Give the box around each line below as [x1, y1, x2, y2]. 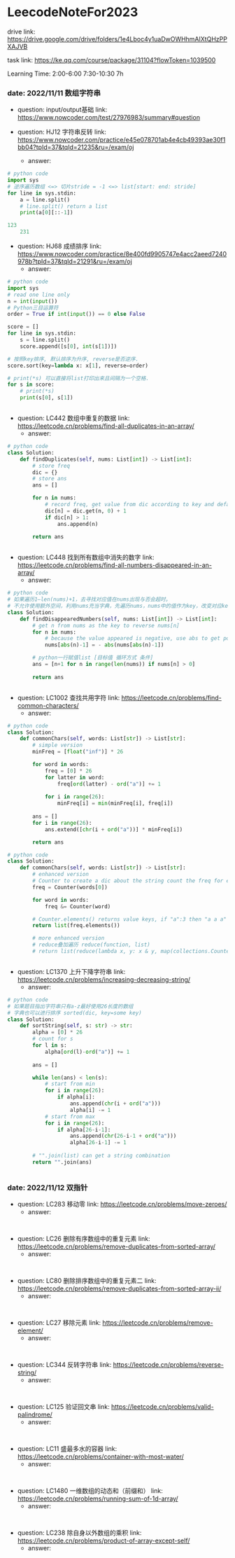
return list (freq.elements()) [32, 922, 120, 929]
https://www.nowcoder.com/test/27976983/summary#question [17, 113, 201, 122]
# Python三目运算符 [7, 304, 59, 312]
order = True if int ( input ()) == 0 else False [7, 311, 145, 318]
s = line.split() [20, 337, 71, 344]
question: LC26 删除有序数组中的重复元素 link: [17, 1234, 150, 1243]
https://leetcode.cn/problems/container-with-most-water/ [17, 1452, 184, 1461]
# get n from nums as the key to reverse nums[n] [32, 622, 180, 629]
